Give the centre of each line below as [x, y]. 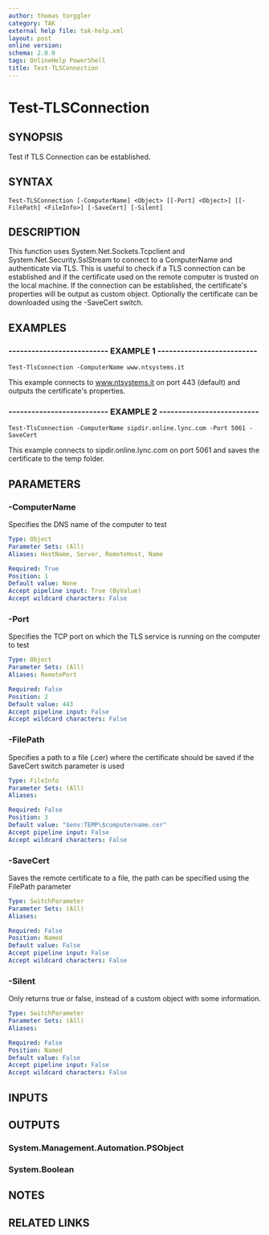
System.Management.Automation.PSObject [96, 1147]
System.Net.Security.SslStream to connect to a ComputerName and [120, 260]
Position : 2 [28, 697]
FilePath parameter [40, 886]
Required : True [34, 568]
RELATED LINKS [49, 1223]
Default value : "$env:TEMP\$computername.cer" [88, 825]
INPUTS [28, 1098]
